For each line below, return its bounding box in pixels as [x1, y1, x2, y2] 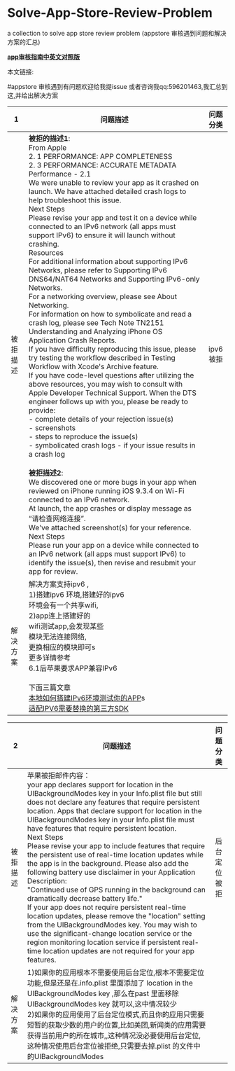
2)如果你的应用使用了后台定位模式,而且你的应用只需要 [27, 1009, 205, 1019]
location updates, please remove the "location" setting [27, 911, 206, 920]
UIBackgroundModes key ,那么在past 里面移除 [27, 988, 180, 998]
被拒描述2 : [28, 468, 64, 478]
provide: [28, 405, 56, 415]
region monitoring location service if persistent [27, 937, 180, 947]
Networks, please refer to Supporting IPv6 [28, 265, 168, 275]
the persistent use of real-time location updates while [27, 850, 204, 859]
